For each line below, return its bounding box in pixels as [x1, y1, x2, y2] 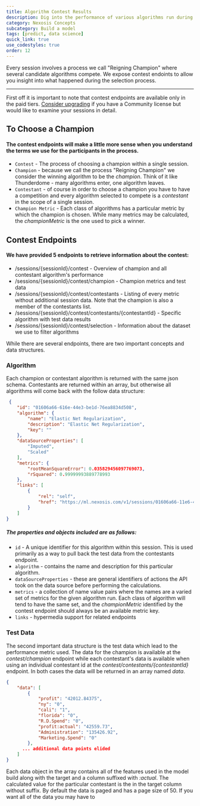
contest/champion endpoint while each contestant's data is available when [6, 655, 190, 662]
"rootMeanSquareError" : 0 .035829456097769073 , [27, 466, 145, 472]
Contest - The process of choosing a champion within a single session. [14, 160, 189, 167]
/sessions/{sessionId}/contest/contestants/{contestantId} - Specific [14, 309, 182, 316]
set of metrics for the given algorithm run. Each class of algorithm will [14, 594, 186, 602]
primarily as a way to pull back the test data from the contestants [14, 550, 174, 557]
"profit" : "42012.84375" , [37, 696, 102, 702]
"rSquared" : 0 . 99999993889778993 [27, 471, 111, 477]
